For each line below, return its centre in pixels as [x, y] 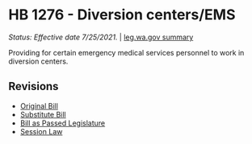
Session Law [41, 131]
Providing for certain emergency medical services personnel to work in [126, 52]
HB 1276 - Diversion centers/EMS [122, 15]
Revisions [34, 86]
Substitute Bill [43, 114]
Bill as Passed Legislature [63, 123]
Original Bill [39, 105]
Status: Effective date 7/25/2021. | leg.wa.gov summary [101, 37]
